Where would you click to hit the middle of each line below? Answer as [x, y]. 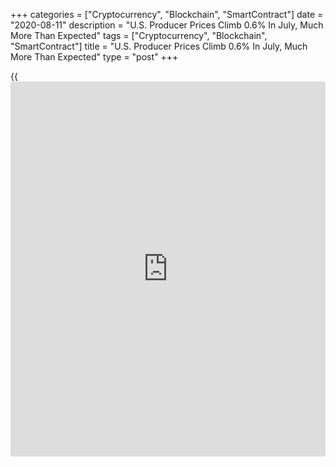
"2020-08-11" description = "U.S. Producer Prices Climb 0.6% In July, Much [167, 25]
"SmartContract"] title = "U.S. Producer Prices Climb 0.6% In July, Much [159, 46]
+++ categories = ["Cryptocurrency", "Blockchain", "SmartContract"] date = [167, 14]
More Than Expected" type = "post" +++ [94, 57]
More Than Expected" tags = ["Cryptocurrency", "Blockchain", [139, 35]
